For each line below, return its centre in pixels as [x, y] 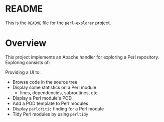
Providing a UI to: [23, 72]
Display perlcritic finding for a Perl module [58, 108]
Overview [26, 43]
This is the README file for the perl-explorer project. [58, 23]
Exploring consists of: [28, 62]
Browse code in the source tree [45, 82]
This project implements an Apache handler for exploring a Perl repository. [82, 57]
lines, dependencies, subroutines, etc [59, 93]
